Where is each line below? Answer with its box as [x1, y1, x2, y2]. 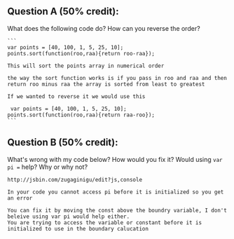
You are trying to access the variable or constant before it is [7, 219, 202, 226]
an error [7, 194, 33, 202]
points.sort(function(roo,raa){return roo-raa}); [7, 50, 156, 57]
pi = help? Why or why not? [7, 163, 88, 171]
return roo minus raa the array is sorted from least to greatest [7, 81, 205, 88]
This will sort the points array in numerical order [7, 62, 165, 69]
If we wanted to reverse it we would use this [7, 93, 146, 100]
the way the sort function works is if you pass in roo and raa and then [7, 74, 228, 81]
